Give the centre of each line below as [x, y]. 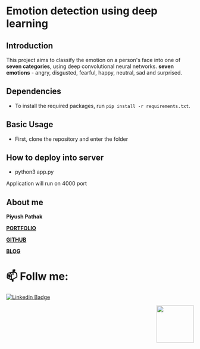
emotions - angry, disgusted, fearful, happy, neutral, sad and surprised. [94, 72]
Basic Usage [30, 124]
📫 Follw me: [37, 277]
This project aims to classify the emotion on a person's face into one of [93, 60]
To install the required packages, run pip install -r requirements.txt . [102, 106]
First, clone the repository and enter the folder [71, 139]
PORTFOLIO [21, 228]
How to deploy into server [55, 158]
